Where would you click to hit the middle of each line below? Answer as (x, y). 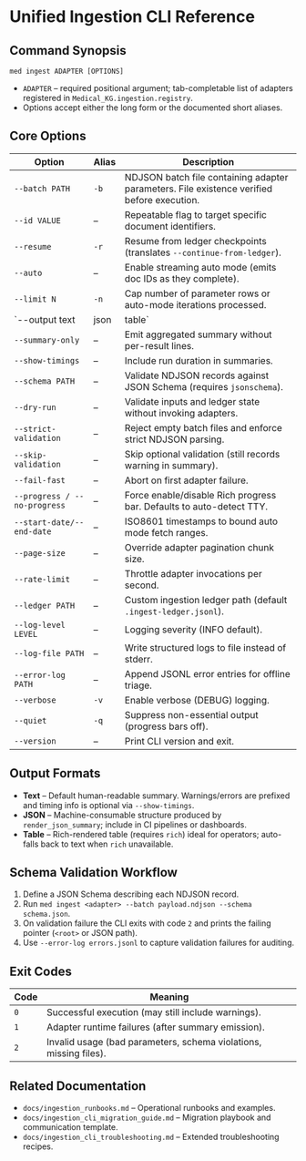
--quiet (31, 720)
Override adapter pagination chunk (199, 547)
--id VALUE (37, 220)
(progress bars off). (166, 726)
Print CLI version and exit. (179, 741)
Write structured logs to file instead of (205, 647)
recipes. (38, 1146)
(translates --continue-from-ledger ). (203, 252)
